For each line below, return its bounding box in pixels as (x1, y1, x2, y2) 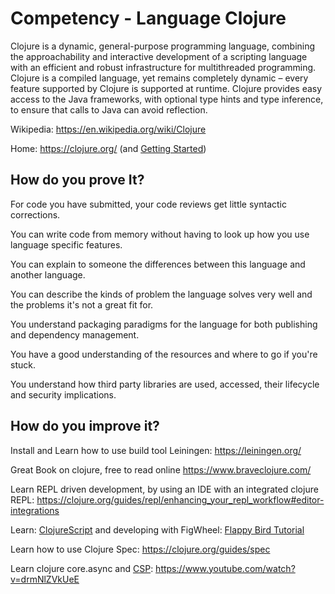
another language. (10, 268, 86, 281)
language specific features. (10, 238, 123, 251)
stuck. (10, 358, 36, 371)
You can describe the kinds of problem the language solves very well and (10, 288, 313, 300)
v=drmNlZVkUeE (10, 573, 80, 585)
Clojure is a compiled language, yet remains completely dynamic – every (10, 72, 309, 84)
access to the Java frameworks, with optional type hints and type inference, (10, 93, 324, 105)
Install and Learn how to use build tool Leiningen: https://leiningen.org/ (10, 444, 302, 456)
